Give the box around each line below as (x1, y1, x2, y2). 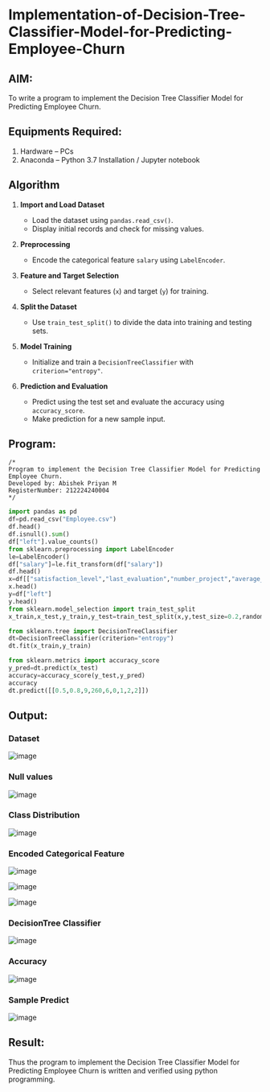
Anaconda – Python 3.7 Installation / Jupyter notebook (19, 155, 200, 164)
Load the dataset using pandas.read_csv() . (31, 215, 174, 225)
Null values (8, 771, 54, 782)
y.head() (8, 597, 38, 605)
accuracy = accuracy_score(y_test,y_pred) (8, 671, 146, 679)
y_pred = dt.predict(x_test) (8, 664, 99, 673)
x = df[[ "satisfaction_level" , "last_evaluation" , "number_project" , (8, 575, 231, 583)
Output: (8, 708, 48, 722)
